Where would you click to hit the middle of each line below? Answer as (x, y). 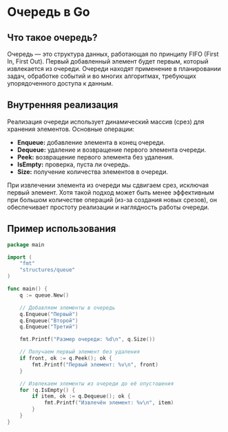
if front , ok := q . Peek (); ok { (66, 358)
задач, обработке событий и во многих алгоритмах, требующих (102, 76)
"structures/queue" (48, 270)
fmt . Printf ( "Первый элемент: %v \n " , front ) (95, 364)
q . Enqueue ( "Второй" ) (49, 321)
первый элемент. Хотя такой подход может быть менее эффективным (111, 192)
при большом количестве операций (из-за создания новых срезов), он (112, 199)
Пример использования (62, 229)
